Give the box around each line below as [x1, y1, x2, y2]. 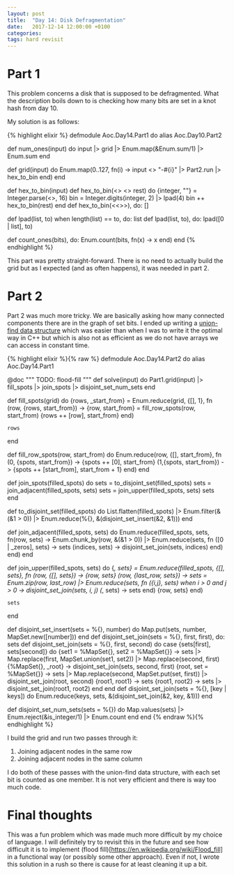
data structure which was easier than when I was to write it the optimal [19, 326, 223, 335]
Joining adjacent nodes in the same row [17, 747, 132, 755]
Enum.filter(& [183, 507, 221, 515]
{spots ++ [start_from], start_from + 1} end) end [13, 465, 150, 473]
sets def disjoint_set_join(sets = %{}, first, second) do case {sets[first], [7, 640, 211, 648]
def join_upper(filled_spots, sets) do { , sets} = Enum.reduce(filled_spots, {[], [7, 564, 225, 572]
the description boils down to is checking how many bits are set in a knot [7, 97, 217, 105]
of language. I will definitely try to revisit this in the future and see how [7, 837, 209, 846]
